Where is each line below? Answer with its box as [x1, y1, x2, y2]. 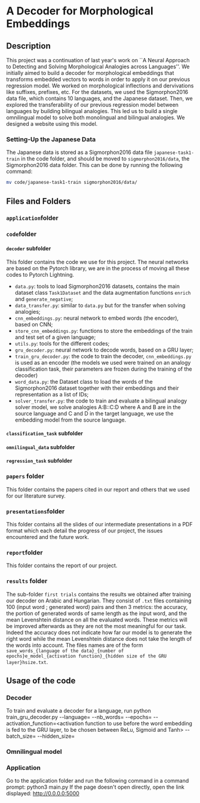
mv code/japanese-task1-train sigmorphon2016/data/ [6, 180, 137, 186]
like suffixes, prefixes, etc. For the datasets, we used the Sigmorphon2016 [6, 89, 189, 95]
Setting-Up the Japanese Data [6, 135, 96, 143]
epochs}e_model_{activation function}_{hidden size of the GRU [6, 653, 167, 659]
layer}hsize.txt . [6, 658, 48, 665]
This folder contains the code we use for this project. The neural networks [6, 258, 189, 265]
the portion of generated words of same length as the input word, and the [6, 610, 187, 617]
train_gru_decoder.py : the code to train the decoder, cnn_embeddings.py [14, 352, 192, 360]
